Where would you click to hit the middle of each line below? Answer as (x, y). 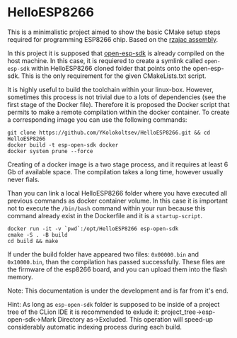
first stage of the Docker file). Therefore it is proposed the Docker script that (118, 104)
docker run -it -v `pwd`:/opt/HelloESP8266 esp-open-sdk (93, 229)
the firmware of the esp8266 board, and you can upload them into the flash (117, 269)
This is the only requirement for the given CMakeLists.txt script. (114, 76)
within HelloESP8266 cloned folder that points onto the (111, 68)
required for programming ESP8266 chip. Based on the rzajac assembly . (113, 39)
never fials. (24, 179)
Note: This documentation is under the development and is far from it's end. (118, 291)
